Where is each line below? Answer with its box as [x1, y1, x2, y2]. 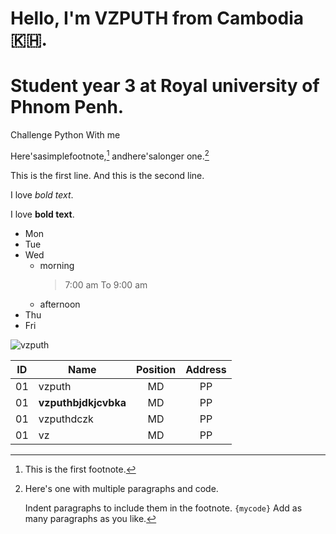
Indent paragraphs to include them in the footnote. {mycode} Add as [24, 502, 303, 514]
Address [185, 362, 227, 376]
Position [135, 362, 177, 376]
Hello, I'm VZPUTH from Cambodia [10, 7, 305, 30]
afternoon [39, 298, 81, 310]
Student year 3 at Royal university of [10, 75, 320, 97]
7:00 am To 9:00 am [64, 278, 148, 291]
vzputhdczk [38, 412, 94, 426]
